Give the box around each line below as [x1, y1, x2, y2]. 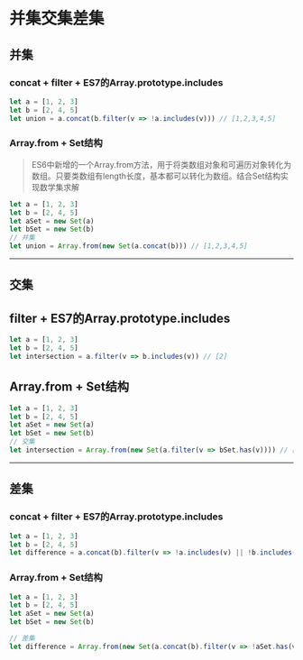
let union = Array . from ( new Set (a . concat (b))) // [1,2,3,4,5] [9, 242, 248, 251]
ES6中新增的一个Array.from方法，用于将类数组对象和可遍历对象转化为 [31, 159, 292, 170]
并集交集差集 [9, 8, 106, 29]
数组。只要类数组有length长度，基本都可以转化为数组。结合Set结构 [31, 170, 281, 181]
